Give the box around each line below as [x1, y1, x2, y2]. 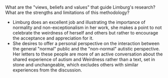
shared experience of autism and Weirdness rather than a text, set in [12, 56, 155, 62]
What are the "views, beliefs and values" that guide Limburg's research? [5, 4, 155, 10]
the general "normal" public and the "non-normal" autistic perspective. [12, 46, 160, 51]
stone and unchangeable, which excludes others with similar [12, 62, 139, 67]
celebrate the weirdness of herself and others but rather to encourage [12, 30, 158, 35]
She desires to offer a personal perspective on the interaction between [12, 40, 160, 46]
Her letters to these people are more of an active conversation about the [12, 51, 163, 57]
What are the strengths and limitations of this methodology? [5, 9, 130, 15]
